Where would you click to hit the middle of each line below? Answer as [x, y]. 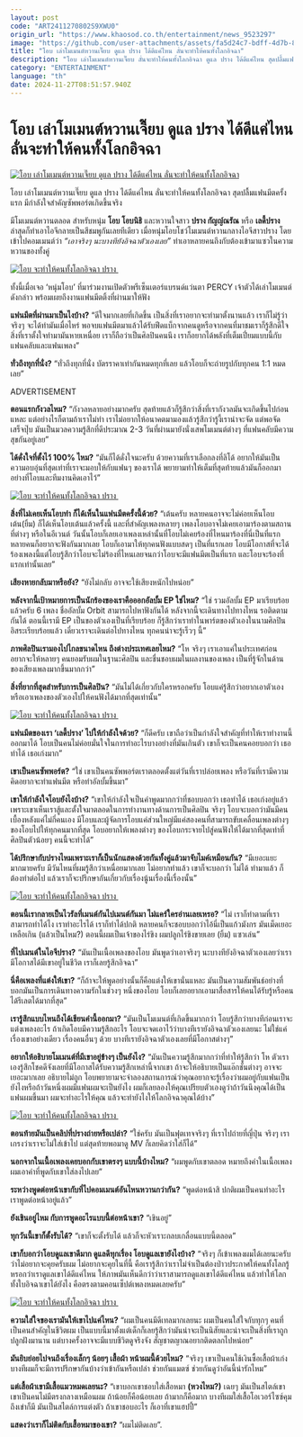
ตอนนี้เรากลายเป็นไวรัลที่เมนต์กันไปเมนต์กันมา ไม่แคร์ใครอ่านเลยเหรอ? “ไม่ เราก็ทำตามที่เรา [145, 913]
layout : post [35, 18]
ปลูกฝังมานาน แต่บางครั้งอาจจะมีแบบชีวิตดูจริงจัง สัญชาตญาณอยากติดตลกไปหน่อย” [132, 1340]
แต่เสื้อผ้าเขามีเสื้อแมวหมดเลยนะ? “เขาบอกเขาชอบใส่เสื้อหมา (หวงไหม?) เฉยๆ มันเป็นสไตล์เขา [148, 1386]
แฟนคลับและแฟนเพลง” [45, 345]
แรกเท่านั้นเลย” [33, 564]
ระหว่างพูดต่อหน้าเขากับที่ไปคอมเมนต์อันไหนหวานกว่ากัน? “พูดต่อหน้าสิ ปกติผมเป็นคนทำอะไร [148, 1190]
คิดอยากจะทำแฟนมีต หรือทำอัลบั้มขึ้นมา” [69, 781]
